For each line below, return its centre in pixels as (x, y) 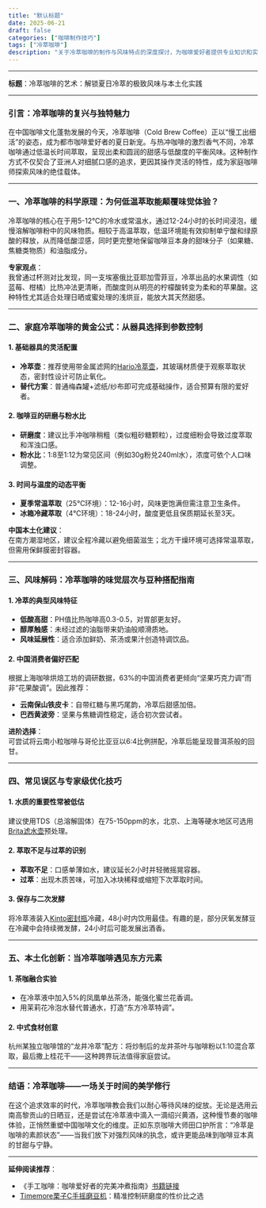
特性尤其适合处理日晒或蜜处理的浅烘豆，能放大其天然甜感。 (112, 297)
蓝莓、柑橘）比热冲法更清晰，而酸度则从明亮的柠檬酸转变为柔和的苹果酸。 (129, 287)
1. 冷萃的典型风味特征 (43, 600)
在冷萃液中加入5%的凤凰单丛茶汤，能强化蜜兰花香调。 (108, 998)
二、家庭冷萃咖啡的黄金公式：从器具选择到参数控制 (106, 327)
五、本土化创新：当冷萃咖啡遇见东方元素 (85, 958)
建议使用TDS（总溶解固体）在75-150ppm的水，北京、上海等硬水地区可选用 (131, 821)
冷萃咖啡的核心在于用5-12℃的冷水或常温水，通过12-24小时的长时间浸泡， (129, 221)
